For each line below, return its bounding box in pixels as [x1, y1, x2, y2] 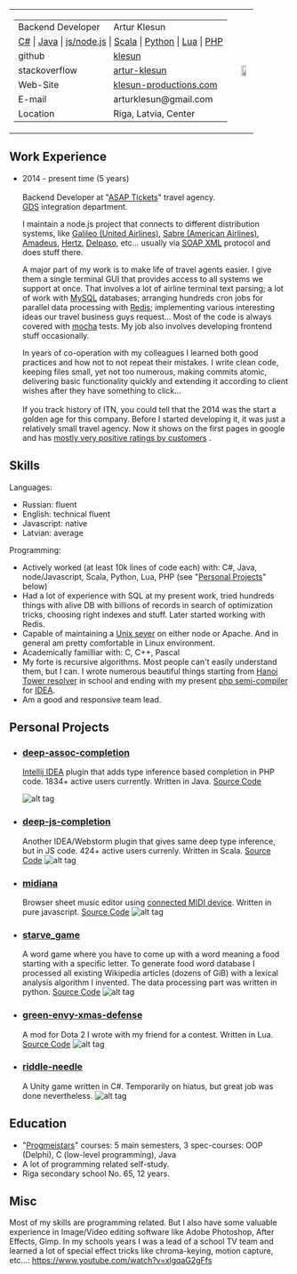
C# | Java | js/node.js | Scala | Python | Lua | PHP [18, 36, 224, 47]
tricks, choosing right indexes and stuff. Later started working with [21, 609, 266, 620]
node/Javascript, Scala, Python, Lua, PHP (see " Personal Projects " [21, 571, 267, 581]
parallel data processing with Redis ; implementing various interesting [21, 301, 276, 312]
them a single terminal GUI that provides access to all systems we [21, 273, 264, 284]
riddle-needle [21, 1061, 83, 1073]
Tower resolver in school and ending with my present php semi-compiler [21, 675, 289, 685]
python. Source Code [21, 987, 100, 998]
